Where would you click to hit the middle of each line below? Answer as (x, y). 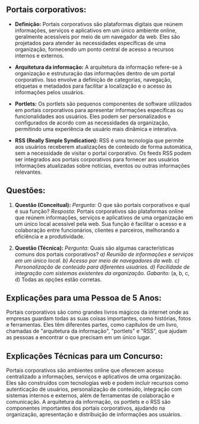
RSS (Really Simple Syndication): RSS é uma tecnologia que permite (99, 140)
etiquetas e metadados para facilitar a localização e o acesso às (93, 86)
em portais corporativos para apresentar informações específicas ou (99, 110)
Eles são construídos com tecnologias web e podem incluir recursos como (97, 383)
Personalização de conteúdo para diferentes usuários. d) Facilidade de (102, 267)
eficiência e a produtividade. (50, 236)
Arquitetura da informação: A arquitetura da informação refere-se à (98, 67)
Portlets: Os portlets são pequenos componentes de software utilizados (103, 104)
